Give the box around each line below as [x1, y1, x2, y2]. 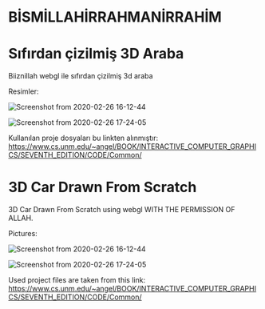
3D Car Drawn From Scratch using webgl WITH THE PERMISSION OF [8, 205, 235, 215]
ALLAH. [8, 213, 34, 223]
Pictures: [8, 229, 38, 239]
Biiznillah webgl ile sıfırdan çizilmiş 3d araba [8, 71, 153, 81]
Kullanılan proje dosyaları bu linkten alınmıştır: [8, 133, 159, 143]
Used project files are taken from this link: [8, 275, 146, 285]
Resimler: [8, 86, 39, 96]
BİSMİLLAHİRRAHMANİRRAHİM [8, 8, 222, 26]
